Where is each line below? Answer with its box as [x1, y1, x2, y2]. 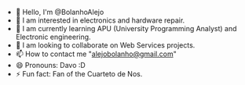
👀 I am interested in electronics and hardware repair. [15, 16, 185, 25]
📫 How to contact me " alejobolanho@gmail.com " [15, 49, 177, 58]
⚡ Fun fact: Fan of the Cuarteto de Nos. [15, 69, 143, 78]
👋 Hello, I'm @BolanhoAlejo [15, 8, 104, 16]
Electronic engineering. [15, 32, 92, 41]
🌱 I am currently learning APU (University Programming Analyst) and [15, 24, 237, 33]
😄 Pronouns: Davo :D [15, 61, 86, 69]
